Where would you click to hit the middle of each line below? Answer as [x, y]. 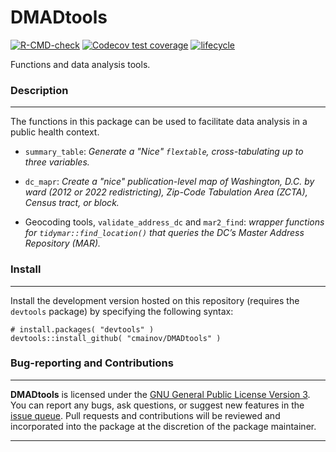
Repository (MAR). [63, 243]
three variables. [57, 162]
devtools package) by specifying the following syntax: [122, 311]
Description [39, 90]
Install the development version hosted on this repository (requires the [155, 300]
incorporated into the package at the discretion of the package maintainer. [163, 426]
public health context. [55, 132]
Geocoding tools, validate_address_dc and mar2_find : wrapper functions [174, 222]
